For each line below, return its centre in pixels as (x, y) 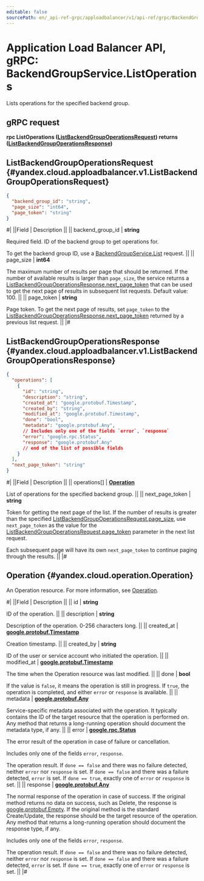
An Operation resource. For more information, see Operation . (83, 590)
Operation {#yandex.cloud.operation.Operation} (100, 576)
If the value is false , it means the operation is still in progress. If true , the (98, 686)
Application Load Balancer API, (86, 48)
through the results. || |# (37, 556)
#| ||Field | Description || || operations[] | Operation (71, 482)
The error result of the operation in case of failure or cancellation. (88, 741)
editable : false (27, 12)
